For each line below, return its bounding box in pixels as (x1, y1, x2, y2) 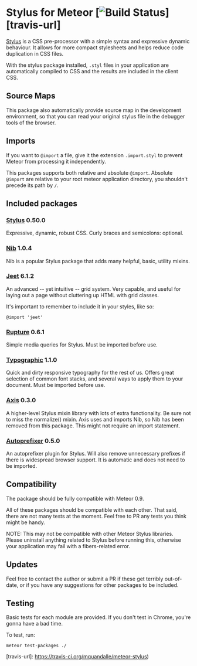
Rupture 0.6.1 (6, 328, 45, 336)
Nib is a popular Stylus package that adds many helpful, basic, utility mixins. (6, 257, 190, 264)
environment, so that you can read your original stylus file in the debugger (6, 113, 185, 120)
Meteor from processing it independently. (6, 158, 107, 165)
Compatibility (6, 480, 57, 490)
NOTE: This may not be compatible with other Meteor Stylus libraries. (6, 530, 174, 537)
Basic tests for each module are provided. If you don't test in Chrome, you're (6, 614, 191, 621)
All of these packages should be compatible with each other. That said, (6, 506, 178, 513)
